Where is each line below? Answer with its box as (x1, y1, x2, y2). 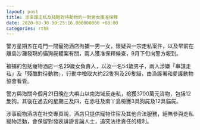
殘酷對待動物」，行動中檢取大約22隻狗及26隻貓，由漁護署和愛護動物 (26, 70, 194, 78)
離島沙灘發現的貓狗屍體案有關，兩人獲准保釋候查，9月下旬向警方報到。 (6, 50, 182, 57)
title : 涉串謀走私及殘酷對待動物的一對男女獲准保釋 (6, 14, 118, 20)
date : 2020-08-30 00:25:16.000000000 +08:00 (6, 20, 118, 26)
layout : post (6, 8, 39, 15)
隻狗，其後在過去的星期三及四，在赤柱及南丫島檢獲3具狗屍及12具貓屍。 (6, 98, 182, 105)
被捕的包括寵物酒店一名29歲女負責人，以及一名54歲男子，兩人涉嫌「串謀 (6, 63, 186, 70)
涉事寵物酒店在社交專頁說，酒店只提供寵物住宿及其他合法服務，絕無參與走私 (6, 110, 194, 117)
